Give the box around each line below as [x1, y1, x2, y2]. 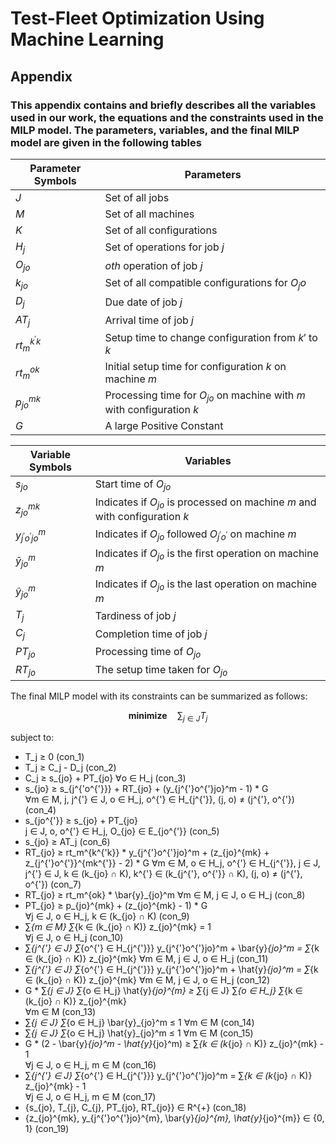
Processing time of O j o [94, 644, 202, 660]
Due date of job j [104, 295, 183, 309]
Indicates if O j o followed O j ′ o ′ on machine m [94, 527, 297, 543]
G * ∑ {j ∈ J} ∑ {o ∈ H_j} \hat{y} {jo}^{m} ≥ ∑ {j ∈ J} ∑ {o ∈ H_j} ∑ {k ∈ [24, 984, 303, 996]
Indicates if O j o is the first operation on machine [94, 546, 320, 562]
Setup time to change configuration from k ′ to [104, 330, 318, 344]
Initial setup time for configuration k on [104, 359, 287, 373]
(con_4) [24, 803, 57, 816]
